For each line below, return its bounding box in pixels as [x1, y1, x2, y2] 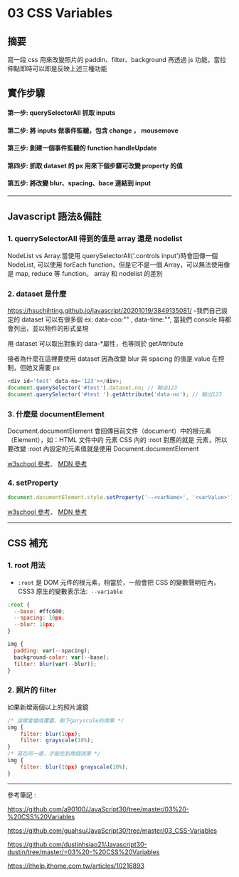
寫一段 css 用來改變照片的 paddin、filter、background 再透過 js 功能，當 [7, 56, 221, 63]
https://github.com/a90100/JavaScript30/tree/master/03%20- [7, 804, 190, 814]
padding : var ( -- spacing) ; [14, 647, 91, 654]
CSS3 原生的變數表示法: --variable [17, 587, 123, 595]
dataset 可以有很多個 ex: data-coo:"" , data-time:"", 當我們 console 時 [21, 315, 225, 324]
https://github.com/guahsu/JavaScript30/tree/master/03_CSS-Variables [7, 826, 218, 835]
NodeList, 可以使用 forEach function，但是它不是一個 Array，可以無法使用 [7, 260, 224, 269]
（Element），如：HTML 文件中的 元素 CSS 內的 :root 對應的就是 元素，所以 [7, 435, 228, 443]
